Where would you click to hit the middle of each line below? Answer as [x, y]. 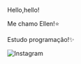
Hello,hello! [23, 10]
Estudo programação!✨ [41, 40]
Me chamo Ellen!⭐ [33, 24]
